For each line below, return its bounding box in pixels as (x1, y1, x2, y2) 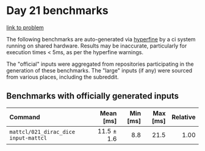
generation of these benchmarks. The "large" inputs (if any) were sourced (6, 66, 193, 74)
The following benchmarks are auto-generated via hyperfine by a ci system (6, 35, 196, 43)
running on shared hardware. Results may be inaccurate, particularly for (6, 42, 187, 49)
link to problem (6, 24, 44, 31)
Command (9, 113, 41, 121)
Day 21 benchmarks (6, 4, 109, 18)
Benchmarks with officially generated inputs (6, 91, 179, 101)
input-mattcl (9, 135, 48, 141)
